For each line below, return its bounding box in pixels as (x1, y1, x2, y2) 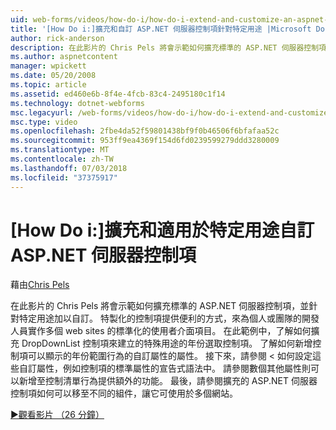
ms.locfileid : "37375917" (10, 172, 118, 183)
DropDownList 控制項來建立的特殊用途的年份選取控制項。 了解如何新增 (21, 337, 313, 350)
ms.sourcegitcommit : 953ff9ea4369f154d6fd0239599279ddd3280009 (10, 136, 280, 146)
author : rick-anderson (10, 33, 105, 43)
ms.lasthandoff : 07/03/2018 (10, 163, 128, 173)
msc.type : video (10, 117, 78, 127)
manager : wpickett (10, 61, 87, 71)
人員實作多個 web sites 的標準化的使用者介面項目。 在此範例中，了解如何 (10, 325, 312, 337)
